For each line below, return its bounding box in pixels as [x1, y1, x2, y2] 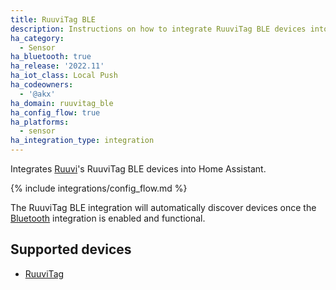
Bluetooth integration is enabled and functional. [10, 212, 206, 224]
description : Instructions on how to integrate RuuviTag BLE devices [10, 24, 307, 34]
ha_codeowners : [10, 80, 74, 90]
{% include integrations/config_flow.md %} [10, 182, 188, 194]
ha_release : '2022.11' [10, 61, 105, 71]
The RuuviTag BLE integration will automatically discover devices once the [10, 202, 317, 213]
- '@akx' [19, 89, 56, 99]
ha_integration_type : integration [10, 136, 155, 146]
